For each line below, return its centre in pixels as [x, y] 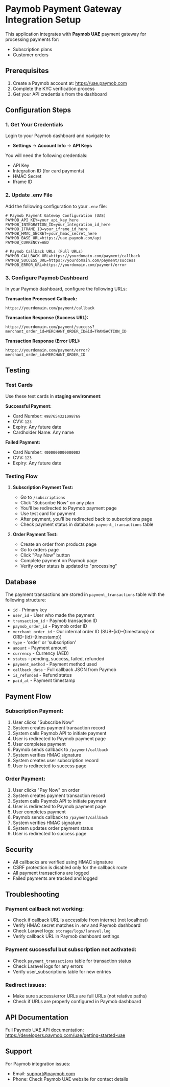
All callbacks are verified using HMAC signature [63, 862]
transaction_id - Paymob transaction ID [55, 620]
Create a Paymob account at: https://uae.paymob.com [70, 83]
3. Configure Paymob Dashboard [47, 278]
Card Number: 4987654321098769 [46, 416]
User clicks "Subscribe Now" [43, 722]
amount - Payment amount [40, 648]
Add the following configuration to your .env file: [56, 206]
